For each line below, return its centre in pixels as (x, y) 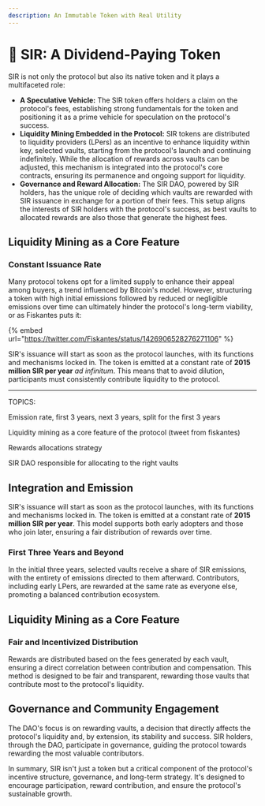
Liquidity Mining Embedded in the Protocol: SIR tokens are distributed (135, 133)
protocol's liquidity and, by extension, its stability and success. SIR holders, (131, 736)
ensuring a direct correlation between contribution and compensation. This (130, 668)
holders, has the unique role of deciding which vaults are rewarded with (136, 192)
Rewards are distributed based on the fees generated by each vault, (119, 659)
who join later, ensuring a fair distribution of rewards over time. (110, 532)
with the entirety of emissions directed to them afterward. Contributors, (124, 578)
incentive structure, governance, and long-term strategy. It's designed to (127, 777)
